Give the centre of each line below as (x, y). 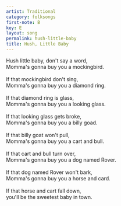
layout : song (22, 33)
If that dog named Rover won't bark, (49, 172)
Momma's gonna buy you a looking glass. (56, 104)
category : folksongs (31, 17)
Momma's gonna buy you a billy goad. (52, 123)
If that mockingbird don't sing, (42, 79)
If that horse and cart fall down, (44, 191)
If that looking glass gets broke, (44, 116)
